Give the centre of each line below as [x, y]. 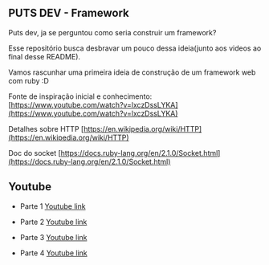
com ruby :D [29, 80]
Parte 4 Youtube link [53, 253]
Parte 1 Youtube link [53, 206]
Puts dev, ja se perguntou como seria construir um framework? [112, 32]
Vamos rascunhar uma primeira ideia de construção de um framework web [132, 72]
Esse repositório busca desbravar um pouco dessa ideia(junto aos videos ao [135, 48]
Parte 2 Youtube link [53, 222]
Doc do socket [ [35, 153]
